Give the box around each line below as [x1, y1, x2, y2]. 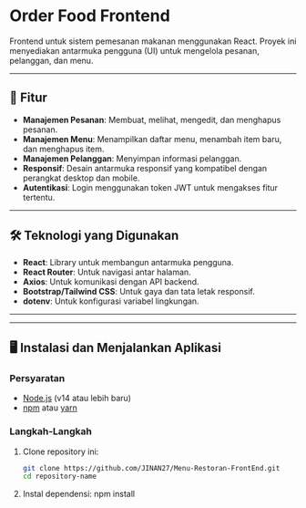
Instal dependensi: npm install [22, 489, 135, 500]
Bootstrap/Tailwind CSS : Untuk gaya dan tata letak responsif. [22, 285, 255, 296]
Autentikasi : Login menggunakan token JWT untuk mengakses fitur [22, 181, 279, 192]
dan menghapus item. [22, 143, 105, 154]
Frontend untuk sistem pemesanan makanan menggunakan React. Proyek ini [9, 36, 297, 47]
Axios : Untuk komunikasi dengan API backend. [22, 275, 199, 287]
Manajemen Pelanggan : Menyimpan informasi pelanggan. [22, 152, 242, 164]
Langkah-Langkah [9, 425, 93, 438]
